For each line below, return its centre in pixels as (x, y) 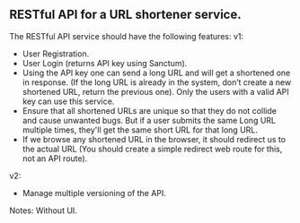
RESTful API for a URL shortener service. (125, 15)
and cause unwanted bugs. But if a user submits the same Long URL (149, 120)
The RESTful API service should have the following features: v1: (127, 36)
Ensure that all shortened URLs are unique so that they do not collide (149, 110)
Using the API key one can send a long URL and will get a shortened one (156, 73)
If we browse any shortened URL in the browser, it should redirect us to (154, 139)
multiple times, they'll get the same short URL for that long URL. (140, 130)
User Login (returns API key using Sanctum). (105, 63)
